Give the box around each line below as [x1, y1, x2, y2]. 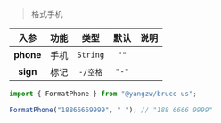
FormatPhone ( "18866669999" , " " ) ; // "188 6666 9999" [9, 105, 214, 114]
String [77, 50, 105, 60]
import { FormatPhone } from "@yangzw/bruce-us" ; [9, 89, 198, 98]
